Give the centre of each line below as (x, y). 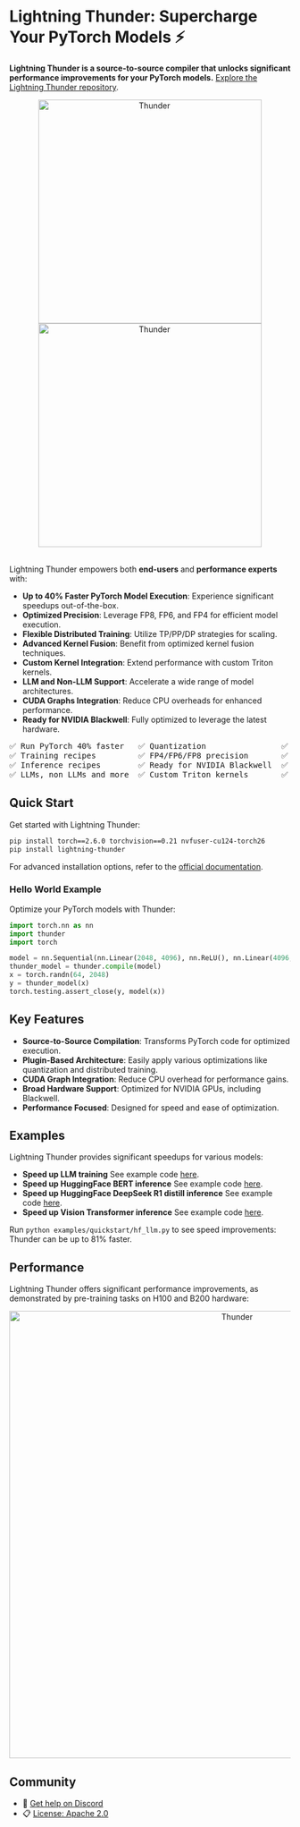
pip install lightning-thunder (67, 849)
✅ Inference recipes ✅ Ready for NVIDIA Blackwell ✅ (149, 765)
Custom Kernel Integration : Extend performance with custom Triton (148, 662)
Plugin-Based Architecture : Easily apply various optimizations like (145, 1060)
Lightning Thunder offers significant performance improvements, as (134, 1289)
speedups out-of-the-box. (70, 605)
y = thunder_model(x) (50, 983)
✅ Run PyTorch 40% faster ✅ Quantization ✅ (149, 746)
